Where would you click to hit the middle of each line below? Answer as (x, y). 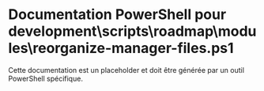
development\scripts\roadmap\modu (132, 31)
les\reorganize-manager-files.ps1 (121, 48)
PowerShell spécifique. (45, 78)
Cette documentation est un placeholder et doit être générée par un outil (126, 70)
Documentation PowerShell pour (117, 15)
